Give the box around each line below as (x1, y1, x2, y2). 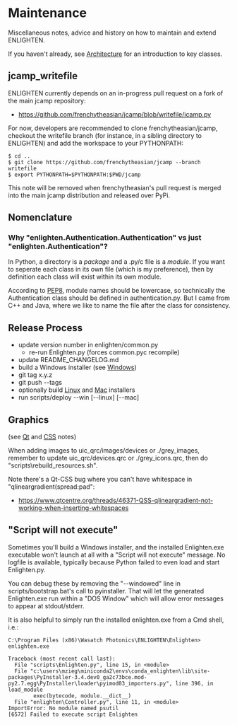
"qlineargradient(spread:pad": (8, 482, 95, 491)
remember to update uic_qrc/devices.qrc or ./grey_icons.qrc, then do (8, 454, 209, 463)
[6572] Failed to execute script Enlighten (8, 711, 138, 718)
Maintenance (8, 5, 87, 21)
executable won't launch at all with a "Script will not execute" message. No (8, 550, 226, 559)
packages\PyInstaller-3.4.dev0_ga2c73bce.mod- (8, 673, 147, 680)
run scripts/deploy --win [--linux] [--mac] (18, 393, 140, 402)
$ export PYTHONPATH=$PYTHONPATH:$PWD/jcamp (8, 171, 141, 178)
